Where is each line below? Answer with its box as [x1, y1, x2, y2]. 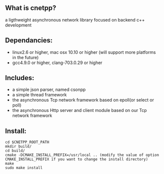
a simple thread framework [12, 92, 67, 98]
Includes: [5, 74, 34, 82]
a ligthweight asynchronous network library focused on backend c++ [5, 17, 145, 22]
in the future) [12, 54, 39, 60]
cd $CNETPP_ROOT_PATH [5, 140, 50, 145]
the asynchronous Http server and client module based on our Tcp [12, 108, 147, 113]
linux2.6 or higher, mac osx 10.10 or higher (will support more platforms [12, 49, 156, 55]
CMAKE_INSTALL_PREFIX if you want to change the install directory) [5, 157, 148, 162]
